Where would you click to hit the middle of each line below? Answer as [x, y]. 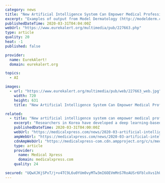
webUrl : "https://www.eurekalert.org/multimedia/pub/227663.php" [73, 28]
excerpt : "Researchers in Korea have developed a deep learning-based [88, 123]
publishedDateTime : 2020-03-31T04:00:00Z [57, 128]
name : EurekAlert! [28, 60]
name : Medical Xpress [40, 155]
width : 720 [25, 96]
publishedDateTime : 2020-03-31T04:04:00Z [48, 23]
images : [13, 87]
